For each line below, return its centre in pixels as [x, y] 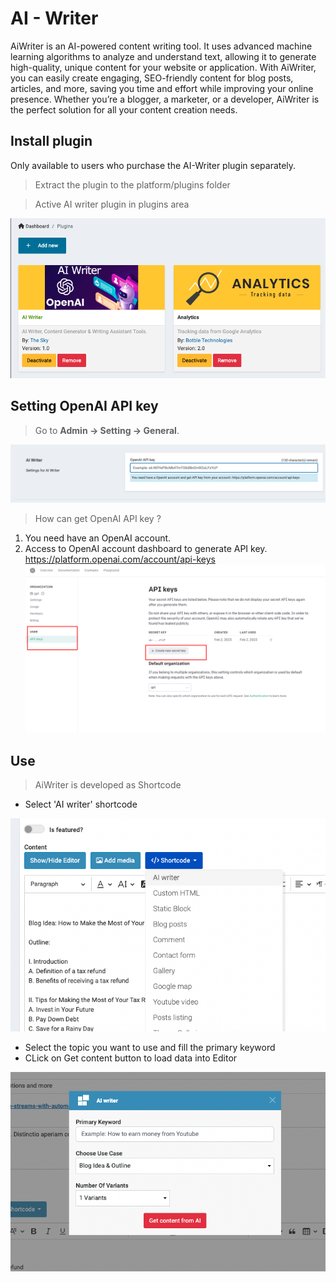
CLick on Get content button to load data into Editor [131, 1058]
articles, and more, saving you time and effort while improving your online [162, 88]
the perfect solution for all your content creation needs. [124, 109]
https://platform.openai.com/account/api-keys [120, 559]
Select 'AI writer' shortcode [81, 804]
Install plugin [51, 141]
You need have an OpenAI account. [98, 538]
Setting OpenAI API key [84, 406]
